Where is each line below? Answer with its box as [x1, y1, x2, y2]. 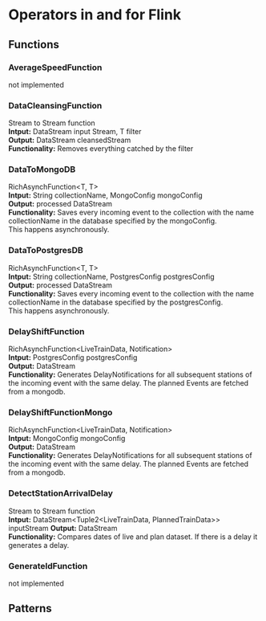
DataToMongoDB [8, 164, 76, 175]
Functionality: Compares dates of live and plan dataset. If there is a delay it [8, 532, 258, 541]
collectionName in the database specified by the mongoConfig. [8, 216, 218, 226]
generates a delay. [8, 540, 70, 550]
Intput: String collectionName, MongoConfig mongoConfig [8, 190, 203, 200]
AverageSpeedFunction [8, 62, 103, 73]
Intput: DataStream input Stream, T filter [8, 127, 142, 137]
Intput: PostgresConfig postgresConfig [8, 353, 138, 362]
